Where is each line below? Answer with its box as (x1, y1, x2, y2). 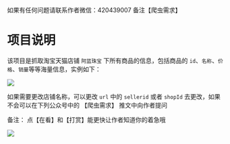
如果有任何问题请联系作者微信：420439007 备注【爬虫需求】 (7, 6, 182, 14)
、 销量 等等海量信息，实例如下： (12, 64, 101, 73)
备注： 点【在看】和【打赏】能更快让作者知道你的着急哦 (7, 115, 166, 123)
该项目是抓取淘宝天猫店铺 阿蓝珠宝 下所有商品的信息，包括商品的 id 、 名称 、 (7, 56, 218, 64)
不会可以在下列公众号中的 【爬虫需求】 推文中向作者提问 (7, 101, 167, 109)
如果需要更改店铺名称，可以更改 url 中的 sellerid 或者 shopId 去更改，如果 (7, 92, 221, 101)
